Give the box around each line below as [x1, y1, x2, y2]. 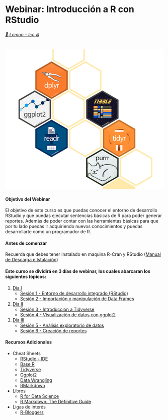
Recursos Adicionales [5, 339, 52, 345]
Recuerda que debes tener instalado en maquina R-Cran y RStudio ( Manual [5, 251, 161, 257]
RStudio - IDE [20, 356, 48, 362]
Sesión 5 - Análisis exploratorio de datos [20, 322, 104, 328]
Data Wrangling [20, 377, 52, 383]
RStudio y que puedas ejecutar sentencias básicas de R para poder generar [5, 213, 162, 219]
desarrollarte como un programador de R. [5, 229, 92, 235]
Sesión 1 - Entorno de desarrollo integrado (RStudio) [20, 290, 128, 296]
